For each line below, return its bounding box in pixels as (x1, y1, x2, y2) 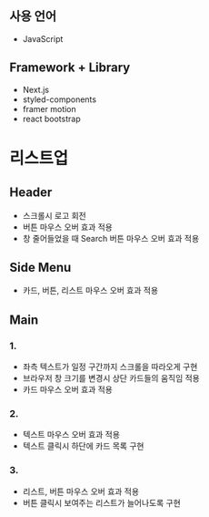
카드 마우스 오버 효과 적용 (22, 384, 114, 395)
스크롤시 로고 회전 (22, 210, 86, 221)
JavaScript (22, 33, 64, 44)
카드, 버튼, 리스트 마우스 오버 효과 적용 (22, 285, 159, 296)
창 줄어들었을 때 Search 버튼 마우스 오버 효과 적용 (22, 233, 200, 243)
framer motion (22, 103, 77, 114)
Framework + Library (9, 60, 131, 76)
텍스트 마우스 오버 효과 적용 (22, 429, 121, 440)
